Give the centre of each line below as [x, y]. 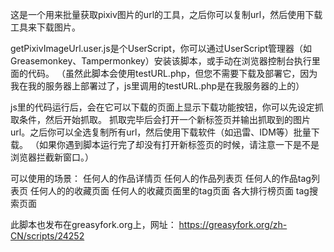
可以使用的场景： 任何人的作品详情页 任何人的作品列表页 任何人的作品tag [161, 178]
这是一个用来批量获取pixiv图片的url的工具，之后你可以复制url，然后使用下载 [166, 14]
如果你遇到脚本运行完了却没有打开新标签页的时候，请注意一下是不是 [179, 144]
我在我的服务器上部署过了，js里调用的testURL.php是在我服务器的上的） [157, 86]
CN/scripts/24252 [47, 236]
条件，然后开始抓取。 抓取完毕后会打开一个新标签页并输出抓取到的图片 [164, 119]
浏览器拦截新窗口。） [52, 157]
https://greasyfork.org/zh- [233, 224]
